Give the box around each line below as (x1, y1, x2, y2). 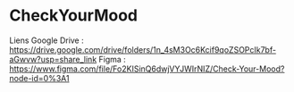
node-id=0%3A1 (9, 72, 70, 83)
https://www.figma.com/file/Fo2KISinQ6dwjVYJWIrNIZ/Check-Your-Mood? (9, 63, 285, 74)
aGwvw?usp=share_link (9, 54, 97, 64)
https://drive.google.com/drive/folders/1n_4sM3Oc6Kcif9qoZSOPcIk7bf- (9, 44, 277, 54)
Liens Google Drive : (9, 35, 85, 46)
